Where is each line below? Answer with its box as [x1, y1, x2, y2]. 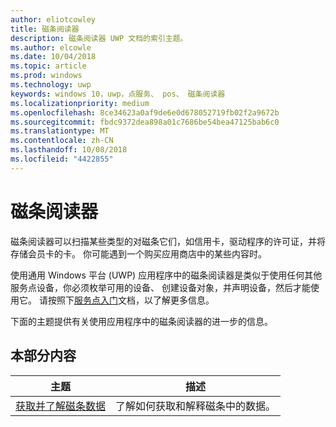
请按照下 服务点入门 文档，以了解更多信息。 [38, 294, 215, 306]
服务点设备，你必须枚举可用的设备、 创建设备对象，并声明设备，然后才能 [10, 281, 311, 293]
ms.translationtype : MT [10, 126, 110, 136]
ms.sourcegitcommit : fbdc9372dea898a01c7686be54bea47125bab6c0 [10, 117, 280, 127]
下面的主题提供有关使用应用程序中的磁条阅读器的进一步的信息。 [10, 315, 273, 327]
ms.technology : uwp [10, 80, 92, 90]
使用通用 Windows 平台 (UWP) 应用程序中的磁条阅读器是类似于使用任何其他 [10, 269, 323, 281]
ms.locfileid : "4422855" [10, 154, 114, 164]
